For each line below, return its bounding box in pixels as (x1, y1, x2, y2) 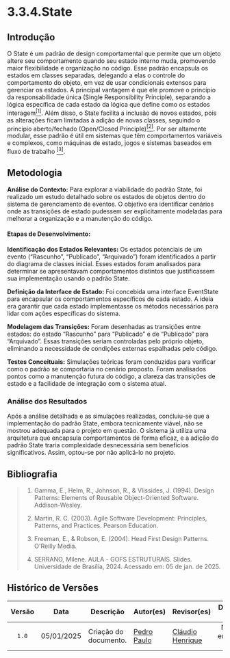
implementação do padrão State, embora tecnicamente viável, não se (7, 419, 203, 427)
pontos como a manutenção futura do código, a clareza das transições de (7, 372, 216, 380)
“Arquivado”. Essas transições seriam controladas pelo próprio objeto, (7, 337, 204, 345)
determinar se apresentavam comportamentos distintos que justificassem (7, 267, 215, 275)
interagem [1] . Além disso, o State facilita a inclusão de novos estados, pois (7, 107, 217, 117)
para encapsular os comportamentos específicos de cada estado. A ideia (7, 295, 214, 303)
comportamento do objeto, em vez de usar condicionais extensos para (7, 79, 207, 86)
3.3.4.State (7, 4, 73, 20)
